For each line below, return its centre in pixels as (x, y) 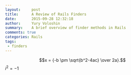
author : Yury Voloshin (33, 23)
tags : (11, 42)
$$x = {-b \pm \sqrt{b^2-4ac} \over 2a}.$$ (82, 60)
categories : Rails (24, 37)
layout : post (23, 10)
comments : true (21, 32)
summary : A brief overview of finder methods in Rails (65, 28)
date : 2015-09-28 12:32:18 (39, 19)
